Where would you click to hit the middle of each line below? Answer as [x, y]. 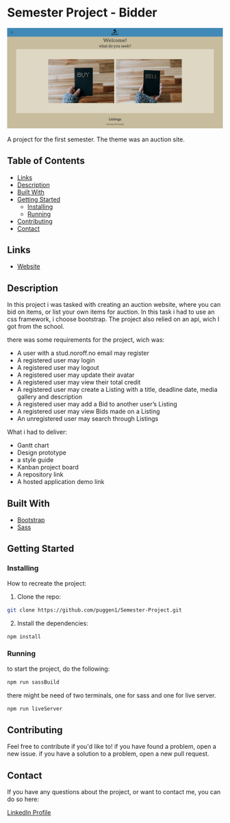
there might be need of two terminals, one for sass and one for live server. [112, 695]
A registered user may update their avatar [76, 375]
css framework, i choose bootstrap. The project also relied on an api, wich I [113, 319]
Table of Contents [46, 161]
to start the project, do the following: [59, 669]
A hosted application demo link [61, 482]
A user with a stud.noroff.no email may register [83, 353]
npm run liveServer [35, 708]
